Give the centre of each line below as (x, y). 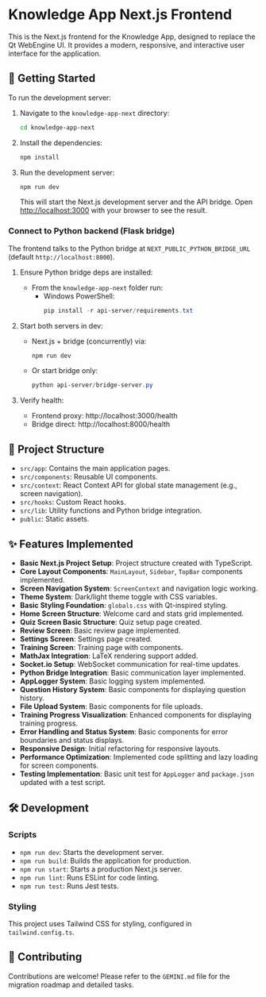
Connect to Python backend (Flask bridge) (92, 231)
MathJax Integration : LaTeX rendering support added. (109, 656)
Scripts (23, 835)
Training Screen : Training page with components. (101, 647)
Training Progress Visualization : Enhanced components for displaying (135, 714)
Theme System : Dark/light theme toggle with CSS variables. (119, 596)
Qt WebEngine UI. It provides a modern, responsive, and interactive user (126, 44)
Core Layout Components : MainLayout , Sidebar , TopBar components (131, 571)
